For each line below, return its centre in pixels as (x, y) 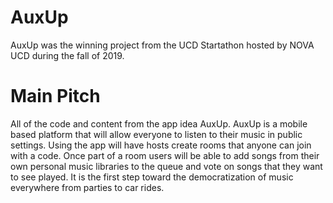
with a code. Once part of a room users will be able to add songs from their (165, 155)
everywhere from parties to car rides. (87, 187)
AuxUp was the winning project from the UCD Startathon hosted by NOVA (162, 45)
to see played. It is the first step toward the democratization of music (152, 177)
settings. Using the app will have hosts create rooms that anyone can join (161, 145)
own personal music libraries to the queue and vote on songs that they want (166, 166)
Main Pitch (55, 96)
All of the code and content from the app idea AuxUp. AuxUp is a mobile (159, 123)
